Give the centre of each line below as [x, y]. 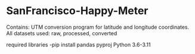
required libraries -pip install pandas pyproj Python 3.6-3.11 [78, 45]
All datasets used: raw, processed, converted [62, 33]
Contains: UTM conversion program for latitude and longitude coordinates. [98, 27]
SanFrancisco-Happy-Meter [77, 11]
